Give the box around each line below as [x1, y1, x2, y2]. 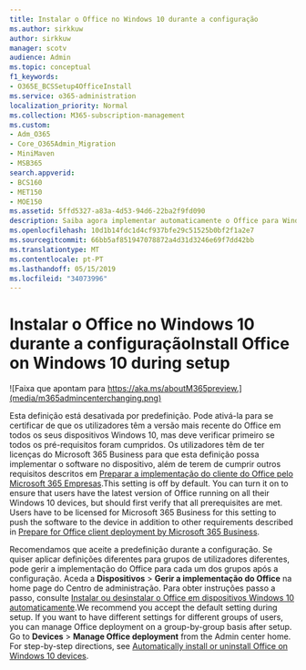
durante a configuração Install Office [9, 333, 290, 354]
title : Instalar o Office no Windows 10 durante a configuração [9, 15, 259, 24]
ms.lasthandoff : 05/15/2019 [9, 264, 117, 273]
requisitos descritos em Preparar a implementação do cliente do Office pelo [9, 469, 294, 480]
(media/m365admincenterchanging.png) [9, 392, 162, 404]
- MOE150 [9, 197, 43, 207]
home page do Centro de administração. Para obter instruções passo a [9, 583, 276, 594]
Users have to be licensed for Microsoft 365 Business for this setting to [9, 507, 277, 518]
